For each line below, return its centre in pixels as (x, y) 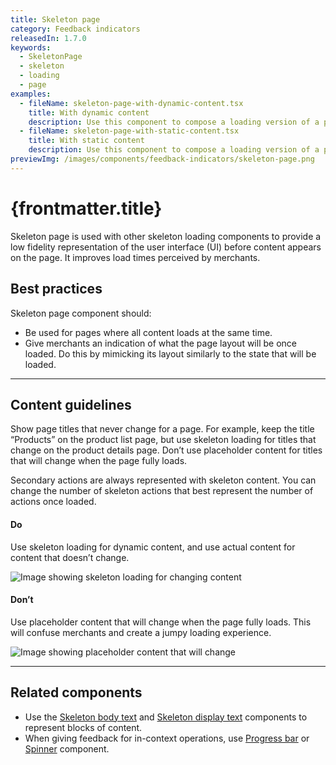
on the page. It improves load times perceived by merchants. (135, 257)
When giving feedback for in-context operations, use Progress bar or (167, 738)
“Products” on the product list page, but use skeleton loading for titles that (163, 440)
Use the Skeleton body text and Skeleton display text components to (166, 717)
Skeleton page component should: (81, 313)
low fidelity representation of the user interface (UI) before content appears (166, 247)
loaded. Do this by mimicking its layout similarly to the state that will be (170, 353)
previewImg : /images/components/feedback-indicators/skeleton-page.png (162, 159)
